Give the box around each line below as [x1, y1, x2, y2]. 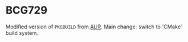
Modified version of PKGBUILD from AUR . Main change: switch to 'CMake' [5, 23, 183, 30]
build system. [5, 29, 39, 36]
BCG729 [5, 4, 48, 17]
